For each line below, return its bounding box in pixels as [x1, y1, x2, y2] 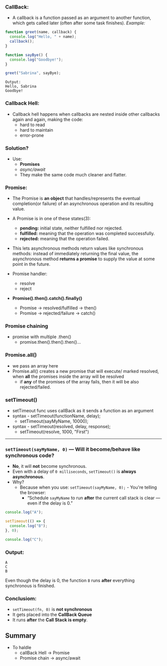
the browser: [19, 490, 46, 496]
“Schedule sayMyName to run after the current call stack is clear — [27, 495, 161, 501]
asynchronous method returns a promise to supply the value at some [12, 256, 155, 262]
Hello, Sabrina [5, 84, 37, 89]
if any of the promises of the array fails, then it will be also [19, 378, 139, 384]
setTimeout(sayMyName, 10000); [19, 418, 88, 424]
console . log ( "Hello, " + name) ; [9, 34, 77, 39]
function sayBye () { [5, 52, 48, 58]
